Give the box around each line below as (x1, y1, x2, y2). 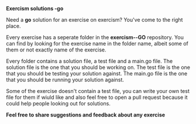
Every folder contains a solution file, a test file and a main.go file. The (6, 58, 173, 64)
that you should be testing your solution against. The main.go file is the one (6, 70, 188, 77)
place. (6, 23, 22, 29)
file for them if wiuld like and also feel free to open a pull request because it (6, 94, 188, 101)
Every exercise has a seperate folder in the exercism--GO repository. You (6, 34, 184, 40)
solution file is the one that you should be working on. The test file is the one (6, 64, 190, 71)
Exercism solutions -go (6, 5, 64, 12)
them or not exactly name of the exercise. (6, 46, 106, 53)
